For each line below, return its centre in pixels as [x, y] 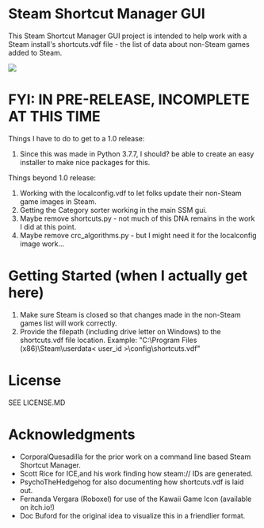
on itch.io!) [37, 507]
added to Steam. [35, 52]
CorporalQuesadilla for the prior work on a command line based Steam [135, 457]
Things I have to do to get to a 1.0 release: [77, 138]
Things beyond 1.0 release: [52, 177]
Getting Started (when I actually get [128, 276]
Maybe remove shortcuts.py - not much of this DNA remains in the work [137, 218]
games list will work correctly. [68, 323]
